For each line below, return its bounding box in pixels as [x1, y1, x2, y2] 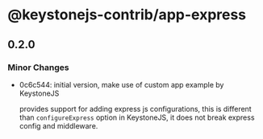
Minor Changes [7, 62, 69, 73]
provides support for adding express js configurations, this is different [19, 104, 252, 113]
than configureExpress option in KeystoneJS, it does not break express [19, 112, 255, 122]
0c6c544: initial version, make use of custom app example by [19, 80, 224, 89]
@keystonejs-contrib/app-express [7, 6, 247, 24]
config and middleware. [19, 121, 98, 130]
